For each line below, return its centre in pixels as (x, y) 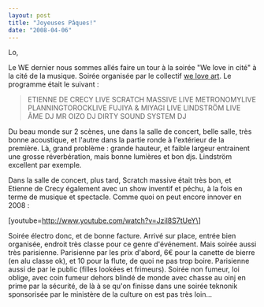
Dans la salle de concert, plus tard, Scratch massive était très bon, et (120, 180)
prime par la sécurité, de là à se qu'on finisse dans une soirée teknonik (123, 286)
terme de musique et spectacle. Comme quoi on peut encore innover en (125, 197)
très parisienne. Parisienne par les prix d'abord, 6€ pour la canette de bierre (132, 253)
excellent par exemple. (45, 165)
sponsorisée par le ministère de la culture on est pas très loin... (110, 294)
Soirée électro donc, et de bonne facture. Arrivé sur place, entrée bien (122, 236)
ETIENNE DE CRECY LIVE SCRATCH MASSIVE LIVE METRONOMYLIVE (141, 100)
